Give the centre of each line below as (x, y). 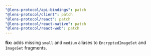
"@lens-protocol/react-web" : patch (42, 28)
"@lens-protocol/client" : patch (39, 14)
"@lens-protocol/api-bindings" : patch (46, 10)
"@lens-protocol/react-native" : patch (46, 24)
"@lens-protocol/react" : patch (38, 19)
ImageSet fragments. (26, 48)
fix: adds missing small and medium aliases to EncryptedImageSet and (76, 42)
